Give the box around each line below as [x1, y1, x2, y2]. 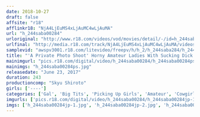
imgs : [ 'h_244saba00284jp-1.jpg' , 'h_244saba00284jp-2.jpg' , [6, 102, 161, 108]
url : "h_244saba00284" [6, 31, 62, 37]
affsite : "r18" [6, 19, 44, 25]
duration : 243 [6, 74, 42, 80]
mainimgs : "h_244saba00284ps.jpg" [6, 63, 92, 70]
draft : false [6, 14, 39, 20]
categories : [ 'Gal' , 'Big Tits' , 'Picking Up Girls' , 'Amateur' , [6, 91, 171, 97]
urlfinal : [6, 42, 31, 48]
